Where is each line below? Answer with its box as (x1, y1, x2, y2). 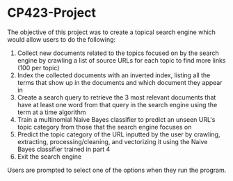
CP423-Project (7, 5, 96, 21)
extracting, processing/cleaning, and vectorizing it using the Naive (17, 137, 208, 145)
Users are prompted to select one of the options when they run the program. (7, 166, 227, 174)
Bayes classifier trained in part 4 (17, 145, 111, 153)
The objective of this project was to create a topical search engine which (7, 28, 216, 36)
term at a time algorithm (17, 108, 86, 116)
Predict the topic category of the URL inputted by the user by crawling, (17, 130, 220, 139)
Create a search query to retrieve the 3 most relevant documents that (17, 93, 216, 102)
